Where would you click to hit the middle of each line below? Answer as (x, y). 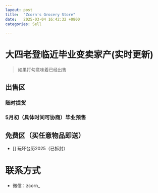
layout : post (19, 10)
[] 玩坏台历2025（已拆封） (40, 149)
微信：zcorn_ (26, 186)
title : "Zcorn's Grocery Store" (40, 15)
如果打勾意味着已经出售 (42, 70)
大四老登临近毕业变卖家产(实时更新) (80, 55)
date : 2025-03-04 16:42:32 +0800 (43, 19)
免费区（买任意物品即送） (45, 135)
